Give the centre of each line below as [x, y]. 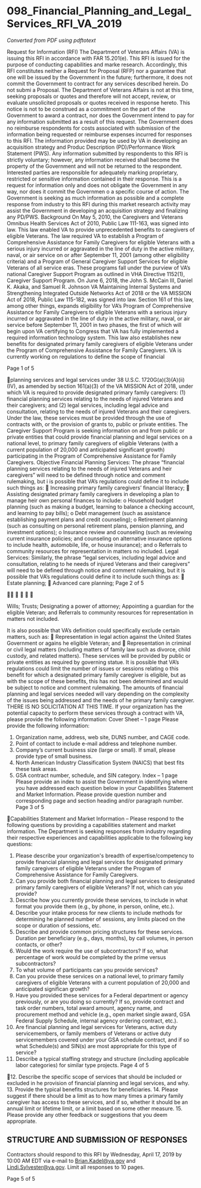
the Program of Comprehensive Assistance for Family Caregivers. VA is [94, 350]
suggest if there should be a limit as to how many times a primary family [95, 1095]
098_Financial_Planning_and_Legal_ [99, 11]
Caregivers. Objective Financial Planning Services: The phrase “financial [95, 462]
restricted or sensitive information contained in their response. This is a [94, 179]
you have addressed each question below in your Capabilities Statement [104, 788]
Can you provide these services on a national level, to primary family [100, 976]
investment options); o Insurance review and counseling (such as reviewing [100, 532]
